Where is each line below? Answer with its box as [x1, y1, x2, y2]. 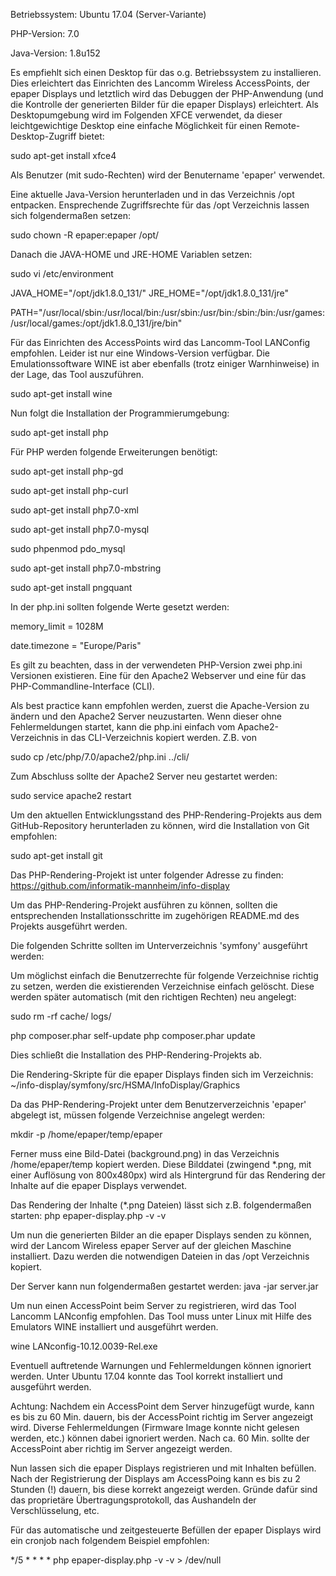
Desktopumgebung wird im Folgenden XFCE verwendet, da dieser [10, 109, 283, 121]
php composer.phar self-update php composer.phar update [10, 1030, 256, 1041]
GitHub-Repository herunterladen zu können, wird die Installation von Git [10, 820, 310, 831]
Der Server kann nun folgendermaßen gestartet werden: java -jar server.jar [10, 1280, 319, 1292]
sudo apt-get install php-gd [10, 465, 124, 477]
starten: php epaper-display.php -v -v [10, 1210, 167, 1221]
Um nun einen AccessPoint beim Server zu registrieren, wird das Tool [10, 1300, 297, 1311]
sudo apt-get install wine [10, 388, 113, 399]
